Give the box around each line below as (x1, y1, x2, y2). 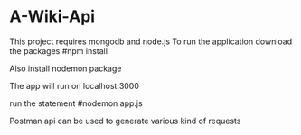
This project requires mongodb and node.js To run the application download (9, 36, 293, 47)
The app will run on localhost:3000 (9, 80, 140, 91)
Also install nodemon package (9, 63, 122, 74)
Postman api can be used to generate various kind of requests (9, 115, 241, 126)
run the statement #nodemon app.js (9, 97, 143, 109)
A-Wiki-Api (9, 6, 96, 27)
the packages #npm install (9, 45, 108, 56)
